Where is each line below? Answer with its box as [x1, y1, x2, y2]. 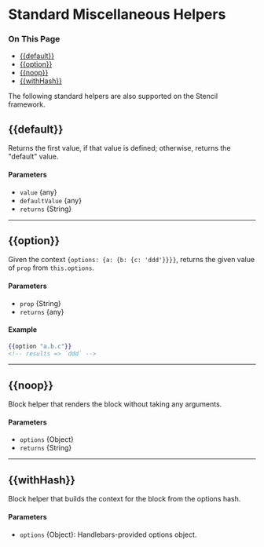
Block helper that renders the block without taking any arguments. [8, 399, 222, 409]
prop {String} [19, 298, 61, 308]
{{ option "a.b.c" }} [8, 342, 72, 350]
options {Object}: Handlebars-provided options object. [19, 530, 197, 539]
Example [8, 325, 38, 334]
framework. [8, 100, 46, 109]
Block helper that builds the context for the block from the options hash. [8, 494, 241, 504]
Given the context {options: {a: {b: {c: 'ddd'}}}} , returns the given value [8, 255, 255, 264]
